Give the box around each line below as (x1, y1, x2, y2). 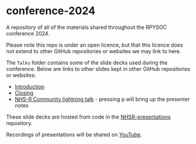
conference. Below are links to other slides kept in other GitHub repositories (6, 65, 191, 72)
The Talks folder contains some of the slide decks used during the (6, 59, 168, 66)
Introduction (14, 83, 45, 90)
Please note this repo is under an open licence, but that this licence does (6, 41, 183, 48)
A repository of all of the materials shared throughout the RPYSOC (6, 24, 167, 31)
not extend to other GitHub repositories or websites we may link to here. (6, 47, 181, 54)
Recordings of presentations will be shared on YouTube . (6, 131, 142, 138)
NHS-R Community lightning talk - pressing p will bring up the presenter (14, 96, 190, 103)
